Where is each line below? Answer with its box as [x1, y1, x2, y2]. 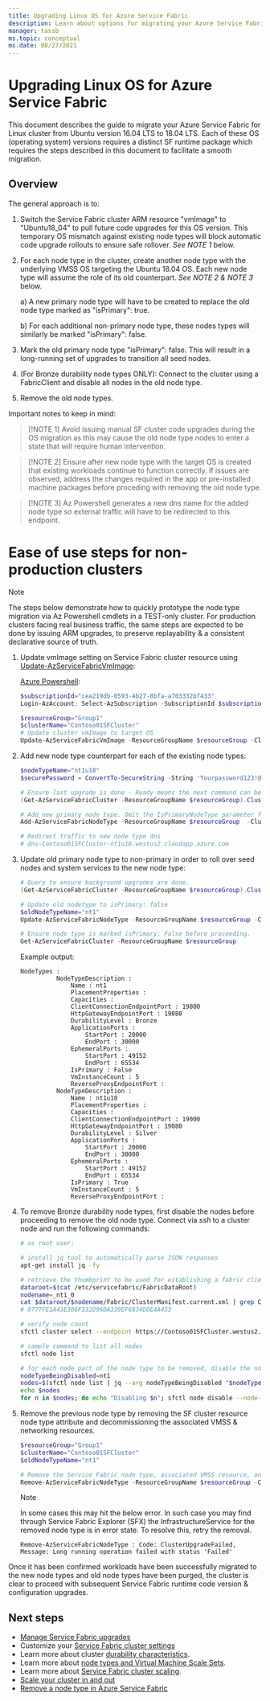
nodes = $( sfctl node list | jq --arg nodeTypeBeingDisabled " [19, 1379, 230, 1387]
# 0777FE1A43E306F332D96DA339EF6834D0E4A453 [19, 1305, 172, 1314]
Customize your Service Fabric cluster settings [19, 1641, 175, 1650]
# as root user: [19, 1240, 75, 1248]
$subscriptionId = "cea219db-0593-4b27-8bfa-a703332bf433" [19, 692, 215, 700]
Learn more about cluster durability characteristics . [19, 1650, 190, 1659]
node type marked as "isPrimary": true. [19, 305, 150, 314]
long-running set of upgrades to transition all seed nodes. [19, 353, 211, 363]
